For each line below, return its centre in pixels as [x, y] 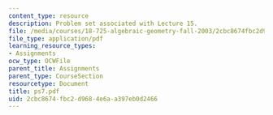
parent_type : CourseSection [56, 76]
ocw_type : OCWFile [39, 62]
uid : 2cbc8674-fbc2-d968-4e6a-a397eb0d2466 [83, 99]
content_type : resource [49, 16]
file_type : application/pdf [56, 38]
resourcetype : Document [49, 83]
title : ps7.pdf [34, 91]
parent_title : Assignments [54, 69]
